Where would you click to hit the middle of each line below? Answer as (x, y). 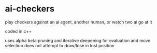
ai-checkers (30, 9)
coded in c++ (18, 31)
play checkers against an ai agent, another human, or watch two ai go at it (78, 22)
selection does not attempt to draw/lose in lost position (60, 45)
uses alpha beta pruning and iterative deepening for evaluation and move (78, 40)
